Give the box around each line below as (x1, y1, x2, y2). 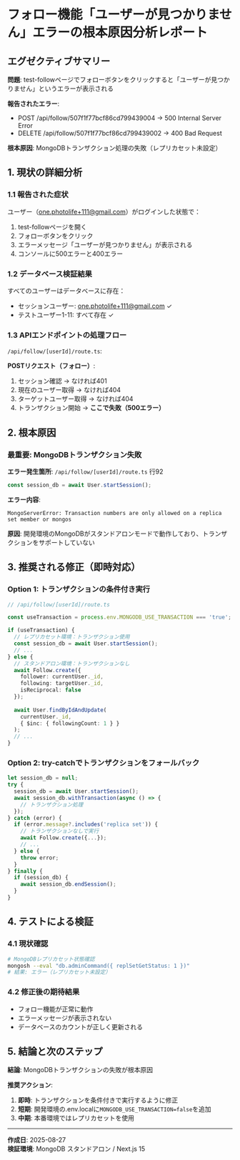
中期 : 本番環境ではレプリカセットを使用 (17, 1114, 134, 1122)
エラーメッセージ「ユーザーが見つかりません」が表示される (17, 240, 193, 249)
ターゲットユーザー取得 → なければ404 (17, 394, 134, 404)
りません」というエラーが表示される (7, 84, 114, 93)
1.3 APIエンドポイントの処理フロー (7, 330, 127, 340)
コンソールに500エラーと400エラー (17, 249, 124, 258)
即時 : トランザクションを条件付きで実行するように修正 (17, 1096, 179, 1104)
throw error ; (20, 854, 59, 861)
